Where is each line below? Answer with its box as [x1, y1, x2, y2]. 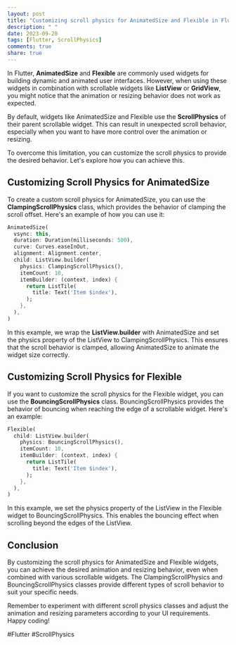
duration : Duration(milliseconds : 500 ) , [13, 237, 133, 244]
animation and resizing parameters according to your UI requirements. [7, 609, 211, 618]
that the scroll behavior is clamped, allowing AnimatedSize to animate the [7, 343, 219, 351]
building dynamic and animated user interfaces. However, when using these [7, 76, 227, 84]
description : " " [7, 23, 58, 30]
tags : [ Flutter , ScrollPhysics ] [7, 37, 102, 44]
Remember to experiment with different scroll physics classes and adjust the [7, 601, 229, 610]
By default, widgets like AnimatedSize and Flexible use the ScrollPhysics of [7, 112, 226, 120]
